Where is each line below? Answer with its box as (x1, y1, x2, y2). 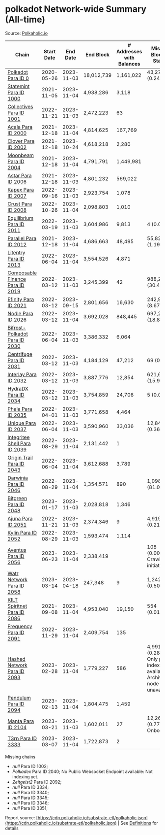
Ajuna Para (7, 515, 33, 522)
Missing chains (5, 754, 36, 760)
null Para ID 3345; (12, 795, 49, 801)
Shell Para (7, 440, 31, 447)
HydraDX (7, 385, 28, 392)
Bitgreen (7, 495, 27, 501)
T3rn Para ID (7, 735, 37, 742)
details (5, 825, 19, 831)
